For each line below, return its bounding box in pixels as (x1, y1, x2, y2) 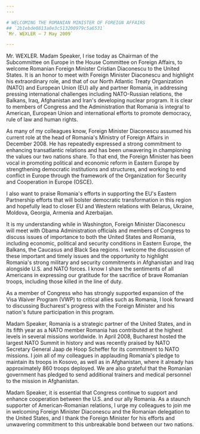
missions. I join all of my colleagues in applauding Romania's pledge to (6, 352, 180, 359)
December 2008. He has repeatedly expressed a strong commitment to (6, 140, 182, 147)
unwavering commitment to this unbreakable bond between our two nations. (6, 421, 194, 428)
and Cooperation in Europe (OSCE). (6, 178, 94, 186)
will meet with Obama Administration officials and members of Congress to (6, 227, 190, 234)
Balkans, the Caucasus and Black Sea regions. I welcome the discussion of (6, 246, 191, 253)
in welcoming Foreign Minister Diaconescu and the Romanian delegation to (6, 408, 190, 415)
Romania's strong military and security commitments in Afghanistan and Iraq (6, 259, 194, 266)
